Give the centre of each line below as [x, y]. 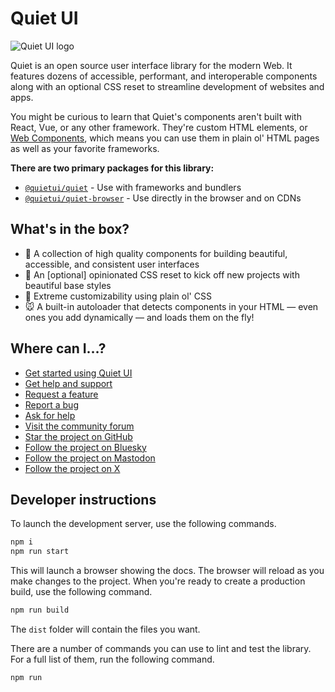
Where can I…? [58, 348]
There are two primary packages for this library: [112, 168]
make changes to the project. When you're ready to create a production [158, 581]
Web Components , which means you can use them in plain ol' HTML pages [165, 138]
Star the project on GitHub [78, 436]
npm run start [40, 552]
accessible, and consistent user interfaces [112, 264]
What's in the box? [70, 229]
